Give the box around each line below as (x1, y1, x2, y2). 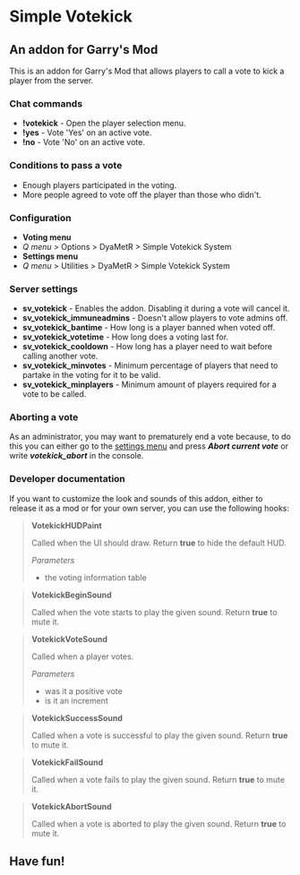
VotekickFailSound (30, 757, 104, 768)
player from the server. (9, 75, 94, 86)
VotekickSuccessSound (30, 712, 123, 723)
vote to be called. (21, 389, 87, 399)
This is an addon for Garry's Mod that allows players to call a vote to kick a (9, 65, 285, 76)
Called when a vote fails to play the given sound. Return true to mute (30, 774, 285, 785)
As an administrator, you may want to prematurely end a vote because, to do (9, 432, 291, 442)
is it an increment (44, 695, 109, 706)
